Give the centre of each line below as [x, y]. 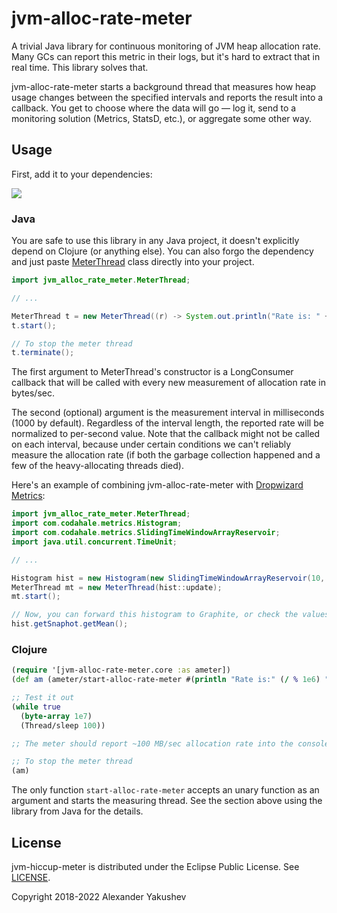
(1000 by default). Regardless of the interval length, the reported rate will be [167, 423]
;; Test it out [43, 698]
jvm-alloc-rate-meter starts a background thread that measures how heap [164, 86]
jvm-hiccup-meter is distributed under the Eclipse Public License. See [155, 867]
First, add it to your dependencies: [82, 174]
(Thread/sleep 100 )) [63, 725]
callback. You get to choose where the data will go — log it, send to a [154, 108]
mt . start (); [36, 597]
